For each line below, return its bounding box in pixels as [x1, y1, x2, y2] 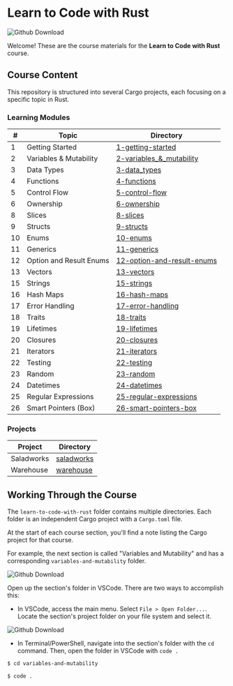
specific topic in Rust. [7, 95, 70, 103]
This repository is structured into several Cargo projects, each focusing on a [7, 87, 227, 96]
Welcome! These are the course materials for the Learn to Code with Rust [7, 41, 220, 50]
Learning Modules [7, 112, 70, 122]
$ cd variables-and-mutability [7, 660, 98, 667]
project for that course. [7, 536, 74, 544]
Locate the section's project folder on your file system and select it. [17, 612, 211, 620]
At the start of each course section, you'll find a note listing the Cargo [7, 528, 207, 537]
